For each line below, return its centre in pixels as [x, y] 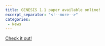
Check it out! [19, 38]
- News [14, 24]
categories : [18, 19]
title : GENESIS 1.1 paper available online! [53, 10]
